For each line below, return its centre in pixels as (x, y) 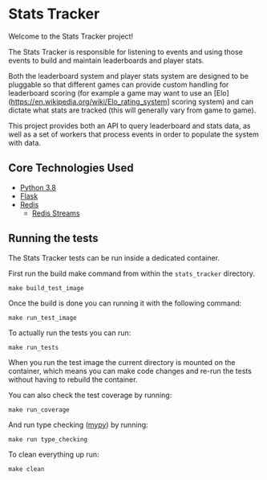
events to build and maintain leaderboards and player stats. (106, 60)
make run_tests (34, 347)
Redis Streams (56, 213)
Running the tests (53, 238)
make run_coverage (39, 410)
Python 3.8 (38, 187)
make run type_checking (48, 439)
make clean (26, 469)
